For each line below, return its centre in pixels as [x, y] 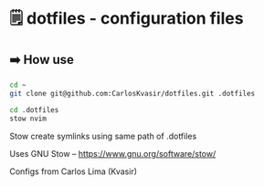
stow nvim [28, 119]
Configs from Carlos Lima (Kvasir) [74, 171]
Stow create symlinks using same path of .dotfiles [103, 136]
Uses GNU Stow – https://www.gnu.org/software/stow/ [113, 153]
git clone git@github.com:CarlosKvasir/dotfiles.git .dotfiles [132, 93]
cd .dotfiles [34, 110]
